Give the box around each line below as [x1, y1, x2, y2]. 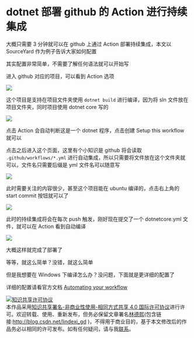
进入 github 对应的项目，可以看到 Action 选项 [6, 73, 115, 80]
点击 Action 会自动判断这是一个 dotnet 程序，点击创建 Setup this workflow [6, 127, 185, 134]
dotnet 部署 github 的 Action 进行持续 [6, 5, 188, 19]
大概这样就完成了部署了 [6, 246, 63, 253]
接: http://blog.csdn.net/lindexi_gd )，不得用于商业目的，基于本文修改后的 [6, 317, 182, 325]
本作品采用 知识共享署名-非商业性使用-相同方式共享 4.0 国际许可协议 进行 [6, 303, 180, 310]
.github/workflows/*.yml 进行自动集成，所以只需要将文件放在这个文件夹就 [6, 153, 186, 161]
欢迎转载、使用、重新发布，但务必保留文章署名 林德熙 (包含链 [16, 310, 162, 317]
